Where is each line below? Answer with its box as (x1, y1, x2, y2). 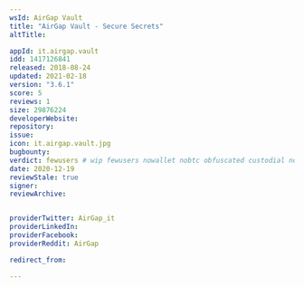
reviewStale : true (9, 173, 79, 182)
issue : (9, 130, 34, 140)
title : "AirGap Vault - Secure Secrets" (9, 22, 165, 31)
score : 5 (9, 88, 43, 98)
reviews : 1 (9, 97, 51, 106)
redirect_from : (9, 255, 67, 264)
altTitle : (9, 30, 47, 39)
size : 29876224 (9, 105, 67, 114)
